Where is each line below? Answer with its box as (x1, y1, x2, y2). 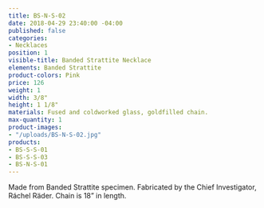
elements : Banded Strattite (8, 64, 102, 72)
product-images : (8, 123, 62, 131)
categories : (8, 34, 48, 42)
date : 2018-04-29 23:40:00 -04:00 (8, 19, 124, 27)
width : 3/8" (8, 94, 48, 102)
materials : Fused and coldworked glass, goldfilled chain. (8, 109, 209, 117)
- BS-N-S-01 (8, 161, 48, 169)
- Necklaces (8, 42, 48, 50)
